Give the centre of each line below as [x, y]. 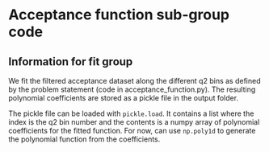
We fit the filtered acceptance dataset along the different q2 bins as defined [134, 81]
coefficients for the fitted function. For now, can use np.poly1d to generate [132, 131]
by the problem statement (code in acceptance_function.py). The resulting [132, 89]
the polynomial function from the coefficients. [84, 139]
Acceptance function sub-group [119, 15]
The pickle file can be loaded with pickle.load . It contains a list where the [131, 113]
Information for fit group [71, 62]
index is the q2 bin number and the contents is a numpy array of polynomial [134, 122]
